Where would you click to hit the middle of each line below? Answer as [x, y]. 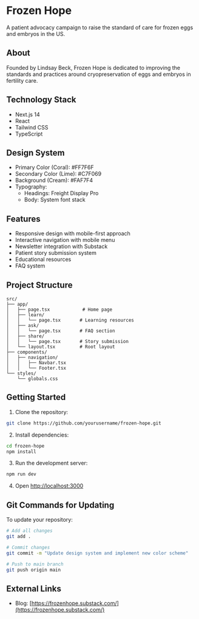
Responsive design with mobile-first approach [73, 233]
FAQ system [30, 266]
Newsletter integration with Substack [61, 246]
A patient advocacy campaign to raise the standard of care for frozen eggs [100, 27]
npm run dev [21, 474]
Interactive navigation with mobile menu [65, 240]
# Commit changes [28, 547]
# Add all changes [29, 531]
